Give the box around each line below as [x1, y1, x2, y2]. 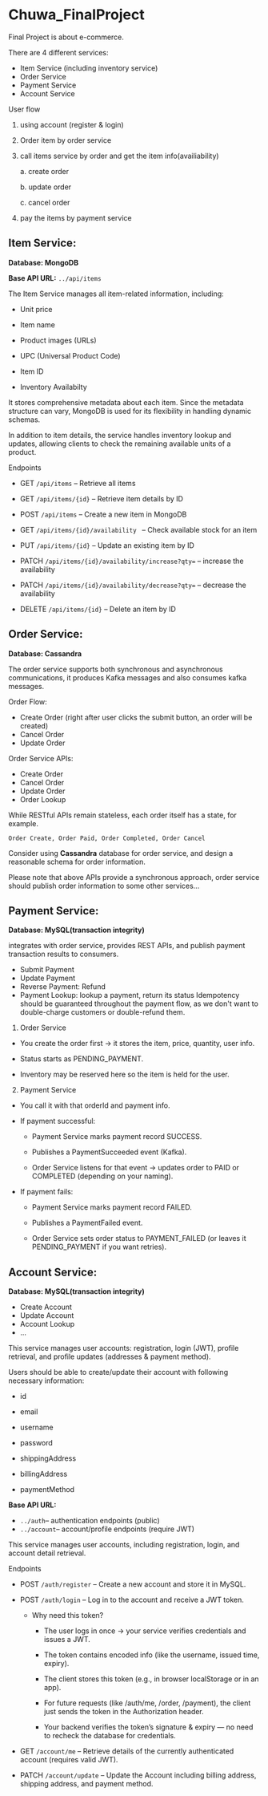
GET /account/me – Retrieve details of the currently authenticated [19, 1746, 234, 1756]
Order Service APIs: [8, 753, 74, 763]
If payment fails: [19, 1187, 74, 1197]
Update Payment [19, 973, 76, 983]
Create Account [19, 1302, 72, 1312]
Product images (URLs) [19, 335, 98, 345]
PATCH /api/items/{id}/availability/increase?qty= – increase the [19, 556, 244, 566]
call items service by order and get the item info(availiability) [19, 151, 219, 160]
